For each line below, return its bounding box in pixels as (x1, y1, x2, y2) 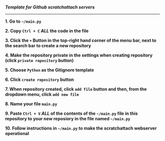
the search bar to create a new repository (5, 43, 91, 48)
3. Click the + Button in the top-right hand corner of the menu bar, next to (5, 37, 157, 43)
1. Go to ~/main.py (5, 18, 42, 24)
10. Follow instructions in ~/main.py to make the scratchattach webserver (5, 125, 157, 131)
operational (5, 131, 29, 136)
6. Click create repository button (5, 76, 74, 82)
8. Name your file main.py (5, 101, 57, 106)
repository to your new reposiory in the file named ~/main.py (5, 116, 131, 121)
